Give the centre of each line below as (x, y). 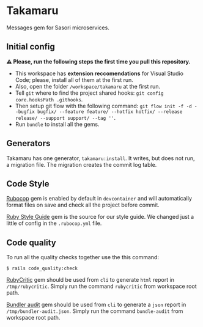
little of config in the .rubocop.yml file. (54, 223)
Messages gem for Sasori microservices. (58, 28)
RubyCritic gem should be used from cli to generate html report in (90, 280)
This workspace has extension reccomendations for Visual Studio (99, 73)
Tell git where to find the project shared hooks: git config (89, 93)
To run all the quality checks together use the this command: (83, 257)
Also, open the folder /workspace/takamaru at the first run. (88, 86)
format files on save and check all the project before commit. (83, 205)
